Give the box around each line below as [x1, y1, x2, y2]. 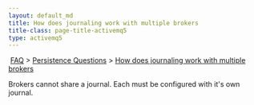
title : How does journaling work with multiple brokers [8, 19, 199, 27]
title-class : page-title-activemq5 [8, 26, 127, 34]
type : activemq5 [8, 33, 62, 42]
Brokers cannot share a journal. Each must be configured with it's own [8, 80, 240, 89]
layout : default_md [8, 11, 74, 20]
